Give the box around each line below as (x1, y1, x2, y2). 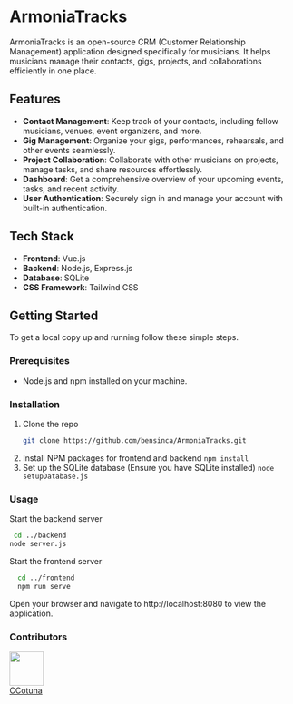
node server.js (9, 540, 67, 549)
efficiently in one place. (9, 65, 97, 76)
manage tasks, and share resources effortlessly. (22, 163, 202, 174)
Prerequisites (9, 355, 70, 367)
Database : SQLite (22, 272, 90, 283)
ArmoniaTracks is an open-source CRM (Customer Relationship (9, 36, 247, 47)
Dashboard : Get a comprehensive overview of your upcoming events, (22, 173, 284, 184)
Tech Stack (9, 229, 74, 244)
